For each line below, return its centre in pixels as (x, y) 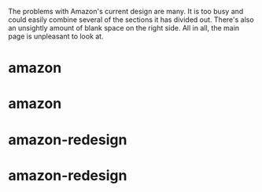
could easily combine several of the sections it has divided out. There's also (131, 20)
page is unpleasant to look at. (56, 36)
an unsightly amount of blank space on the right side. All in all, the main (124, 28)
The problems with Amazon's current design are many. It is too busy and (126, 11)
